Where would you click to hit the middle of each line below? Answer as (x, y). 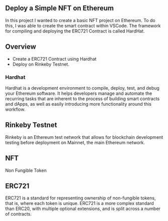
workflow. (15, 109)
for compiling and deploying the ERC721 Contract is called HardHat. (75, 31)
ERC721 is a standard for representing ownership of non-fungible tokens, (80, 198)
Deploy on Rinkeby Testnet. (41, 64)
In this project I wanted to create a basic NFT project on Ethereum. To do (80, 20)
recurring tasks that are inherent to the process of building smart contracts (82, 98)
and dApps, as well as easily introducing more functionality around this (78, 104)
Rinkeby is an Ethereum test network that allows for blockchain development (84, 137)
